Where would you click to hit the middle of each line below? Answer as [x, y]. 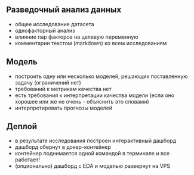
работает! [27, 160]
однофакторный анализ [45, 30]
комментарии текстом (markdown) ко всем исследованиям [91, 43]
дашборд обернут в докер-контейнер [63, 147]
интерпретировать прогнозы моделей [64, 108]
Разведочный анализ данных [64, 10]
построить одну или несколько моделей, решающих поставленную [101, 76]
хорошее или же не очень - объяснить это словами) [82, 101]
